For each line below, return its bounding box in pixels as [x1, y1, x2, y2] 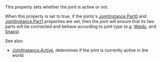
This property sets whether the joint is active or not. [5, 4, 109, 10]
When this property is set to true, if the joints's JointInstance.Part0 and [5, 13, 147, 19]
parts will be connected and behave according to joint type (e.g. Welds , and [5, 24, 157, 29]
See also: [5, 38, 24, 44]
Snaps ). [5, 29, 21, 34]
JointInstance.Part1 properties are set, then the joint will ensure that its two [5, 19, 155, 24]
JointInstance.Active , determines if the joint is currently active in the [12, 48, 148, 53]
